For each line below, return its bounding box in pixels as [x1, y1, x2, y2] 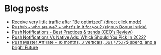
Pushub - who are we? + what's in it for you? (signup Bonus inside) [11, 24, 147, 29]
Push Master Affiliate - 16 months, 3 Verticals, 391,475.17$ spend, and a [11, 39, 156, 45]
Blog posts [4, 3, 49, 14]
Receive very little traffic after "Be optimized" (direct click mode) [11, 19, 142, 25]
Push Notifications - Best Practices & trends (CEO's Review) [11, 29, 133, 35]
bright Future [11, 44, 38, 50]
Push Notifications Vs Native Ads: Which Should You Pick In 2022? [11, 34, 146, 40]
